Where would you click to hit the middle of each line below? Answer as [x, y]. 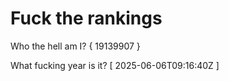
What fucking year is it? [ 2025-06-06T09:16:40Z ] [115, 65]
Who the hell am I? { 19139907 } [75, 46]
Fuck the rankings [86, 18]
